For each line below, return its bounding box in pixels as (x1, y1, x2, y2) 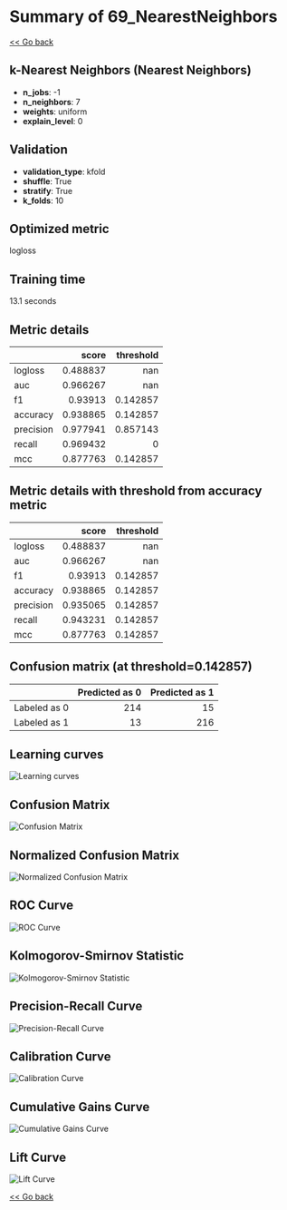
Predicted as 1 (149, 686, 215, 698)
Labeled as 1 (14, 716, 70, 728)
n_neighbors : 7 (22, 96, 81, 107)
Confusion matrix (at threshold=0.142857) (9, 659, 253, 675)
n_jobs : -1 (22, 86, 61, 97)
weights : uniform (22, 106, 88, 117)
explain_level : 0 (22, 115, 83, 126)
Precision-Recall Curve (9, 999, 143, 1014)
